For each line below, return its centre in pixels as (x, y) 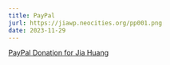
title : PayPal (32, 15)
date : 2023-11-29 (37, 30)
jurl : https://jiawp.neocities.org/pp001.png (85, 23)
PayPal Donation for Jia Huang (59, 53)
